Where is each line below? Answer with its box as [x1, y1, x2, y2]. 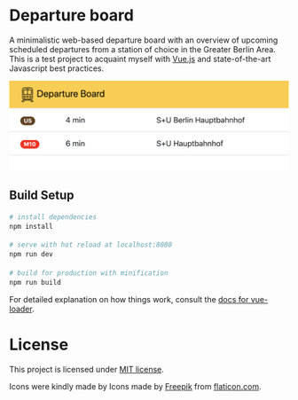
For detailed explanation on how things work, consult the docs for [9, 294, 249, 304]
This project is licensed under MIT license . [9, 364, 164, 374]
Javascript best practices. [9, 63, 105, 74]
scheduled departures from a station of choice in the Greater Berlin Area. [9, 43, 277, 54]
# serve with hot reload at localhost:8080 [9, 240, 173, 249]
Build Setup [9, 188, 74, 203]
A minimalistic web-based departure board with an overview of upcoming [9, 35, 278, 45]
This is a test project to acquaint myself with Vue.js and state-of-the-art [9, 53, 271, 64]
